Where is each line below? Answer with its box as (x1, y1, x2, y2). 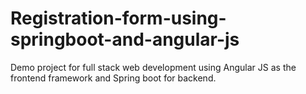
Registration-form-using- (10, 7, 227, 30)
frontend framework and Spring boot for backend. (10, 72, 217, 84)
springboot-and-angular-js (10, 28, 240, 51)
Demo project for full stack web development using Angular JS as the (10, 61, 297, 73)
